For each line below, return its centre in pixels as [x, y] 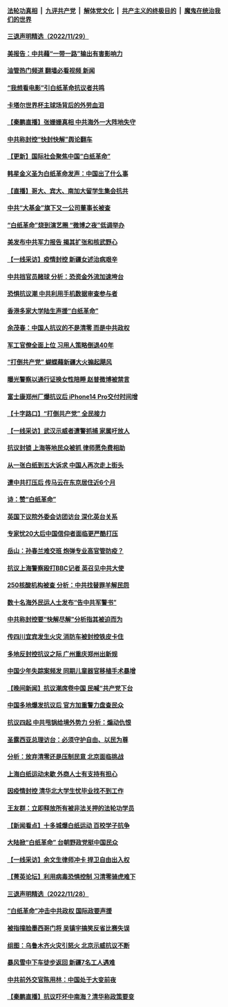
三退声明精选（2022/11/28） [48, 893]
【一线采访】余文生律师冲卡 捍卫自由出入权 [68, 859]
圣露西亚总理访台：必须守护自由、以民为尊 [68, 739]
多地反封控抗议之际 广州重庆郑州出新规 [63, 654]
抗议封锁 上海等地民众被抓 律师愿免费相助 [66, 448]
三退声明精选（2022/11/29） [48, 36]
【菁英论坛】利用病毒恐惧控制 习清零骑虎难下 [72, 877]
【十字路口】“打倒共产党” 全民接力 [57, 414]
